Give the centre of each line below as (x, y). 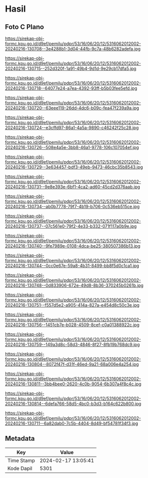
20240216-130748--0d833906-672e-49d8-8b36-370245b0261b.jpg (74, 285)
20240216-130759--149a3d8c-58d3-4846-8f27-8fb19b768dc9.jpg (72, 345)
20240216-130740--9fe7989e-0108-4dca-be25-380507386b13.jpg (73, 246)
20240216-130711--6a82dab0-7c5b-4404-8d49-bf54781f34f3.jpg (72, 423)
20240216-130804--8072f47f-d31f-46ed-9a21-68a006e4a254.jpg (72, 364)
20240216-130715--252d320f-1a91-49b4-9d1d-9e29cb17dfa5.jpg (71, 68)
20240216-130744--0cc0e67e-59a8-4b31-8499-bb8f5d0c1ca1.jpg (72, 266)
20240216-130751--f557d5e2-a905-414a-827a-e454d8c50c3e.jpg (72, 305)
